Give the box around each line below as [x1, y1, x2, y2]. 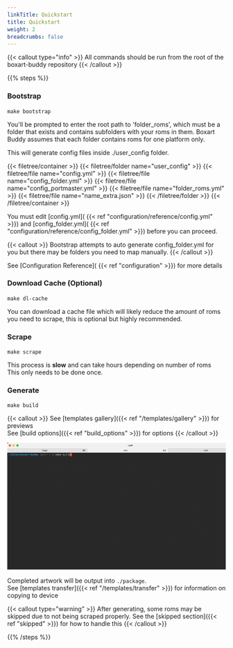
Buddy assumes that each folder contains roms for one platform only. [7, 135, 205, 143]
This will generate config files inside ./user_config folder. [7, 148, 169, 156]
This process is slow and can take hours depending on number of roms [7, 361, 212, 369]
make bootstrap [7, 108, 51, 115]
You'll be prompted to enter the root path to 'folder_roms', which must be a [7, 120, 221, 128]
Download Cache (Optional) [7, 279, 103, 288]
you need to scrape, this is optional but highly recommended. [7, 315, 182, 323]
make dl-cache [7, 295, 49, 302]
